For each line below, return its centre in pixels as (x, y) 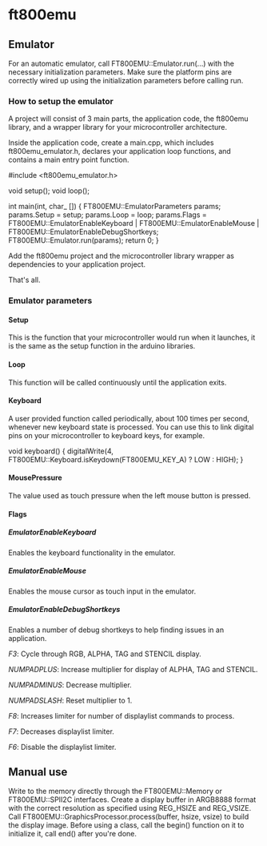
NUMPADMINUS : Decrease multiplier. (70, 685)
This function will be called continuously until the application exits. (118, 382)
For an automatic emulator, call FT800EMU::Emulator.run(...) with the (121, 63)
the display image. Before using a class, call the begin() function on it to (126, 825)
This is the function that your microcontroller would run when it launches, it (132, 337)
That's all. (24, 280)
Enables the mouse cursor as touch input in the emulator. (102, 591)
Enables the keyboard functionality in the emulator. (92, 552)
